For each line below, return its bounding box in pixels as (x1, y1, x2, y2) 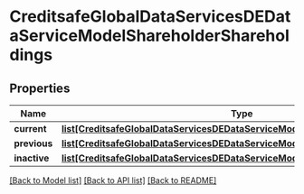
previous (14, 137, 53, 150)
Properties (9, 80, 71, 96)
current (14, 123, 47, 134)
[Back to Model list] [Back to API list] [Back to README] (9, 175, 217, 186)
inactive (14, 152, 50, 164)
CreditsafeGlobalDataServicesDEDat (9, 6, 291, 27)
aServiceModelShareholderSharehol (9, 25, 290, 46)
